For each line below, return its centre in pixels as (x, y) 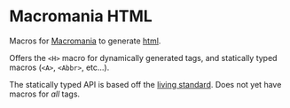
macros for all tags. (45, 94)
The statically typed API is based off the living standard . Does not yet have (145, 84)
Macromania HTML (81, 16)
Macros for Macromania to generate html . (85, 41)
